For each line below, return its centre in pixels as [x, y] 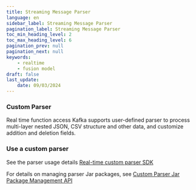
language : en [23, 18]
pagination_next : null [35, 52]
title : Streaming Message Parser [49, 12]
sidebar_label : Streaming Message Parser [59, 23]
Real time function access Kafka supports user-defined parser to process [98, 120]
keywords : [19, 57]
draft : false [23, 74]
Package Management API [39, 180]
